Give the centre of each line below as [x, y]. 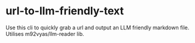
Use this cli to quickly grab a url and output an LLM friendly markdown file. [97, 27]
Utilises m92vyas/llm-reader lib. [45, 33]
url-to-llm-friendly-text [65, 11]
